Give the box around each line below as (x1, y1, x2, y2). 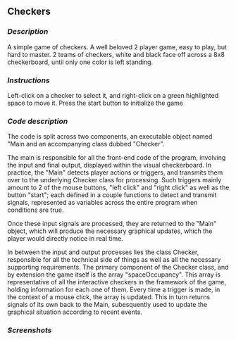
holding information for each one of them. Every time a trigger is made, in (7, 285, 221, 294)
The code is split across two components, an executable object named (7, 132, 213, 141)
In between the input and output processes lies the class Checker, (7, 248, 199, 256)
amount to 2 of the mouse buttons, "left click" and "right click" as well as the (7, 183, 230, 192)
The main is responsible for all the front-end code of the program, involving (7, 153, 226, 162)
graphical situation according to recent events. (7, 308, 143, 316)
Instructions (7, 75, 51, 85)
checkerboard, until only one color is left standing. (7, 58, 154, 66)
